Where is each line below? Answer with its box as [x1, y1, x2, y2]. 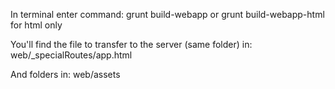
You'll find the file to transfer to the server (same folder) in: [10, 39, 253, 50]
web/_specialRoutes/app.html [10, 49, 133, 61]
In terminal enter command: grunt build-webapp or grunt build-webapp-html [10, 9, 325, 20]
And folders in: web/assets [10, 69, 121, 80]
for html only [10, 19, 63, 31]
